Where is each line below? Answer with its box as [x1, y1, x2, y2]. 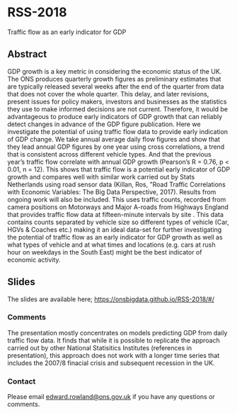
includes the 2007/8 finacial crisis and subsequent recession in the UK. [7, 359, 215, 367]
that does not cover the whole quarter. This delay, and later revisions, [7, 89, 209, 98]
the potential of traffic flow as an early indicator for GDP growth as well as [7, 233, 223, 241]
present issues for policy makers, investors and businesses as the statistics [7, 97, 227, 106]
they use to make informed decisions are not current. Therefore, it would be [7, 104, 229, 113]
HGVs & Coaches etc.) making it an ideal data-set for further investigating [7, 225, 222, 234]
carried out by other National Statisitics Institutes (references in [7, 343, 192, 352]
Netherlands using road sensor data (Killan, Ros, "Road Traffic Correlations [7, 180, 226, 189]
